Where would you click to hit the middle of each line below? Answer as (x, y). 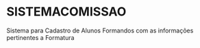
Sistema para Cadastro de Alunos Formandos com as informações (100, 30)
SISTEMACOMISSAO (66, 12)
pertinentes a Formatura (40, 37)
